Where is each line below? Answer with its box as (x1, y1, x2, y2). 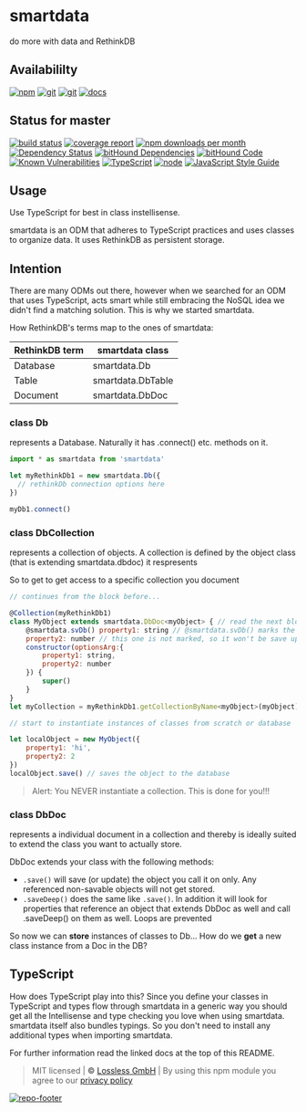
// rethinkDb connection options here (17, 480, 166, 489)
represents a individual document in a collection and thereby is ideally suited (9, 829, 297, 840)
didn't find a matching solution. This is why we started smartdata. (9, 305, 255, 316)
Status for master (9, 113, 111, 129)
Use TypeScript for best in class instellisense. (9, 207, 180, 218)
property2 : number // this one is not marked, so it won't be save (25, 634, 287, 644)
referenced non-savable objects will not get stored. (22, 884, 216, 895)
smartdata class (97, 344, 169, 357)
